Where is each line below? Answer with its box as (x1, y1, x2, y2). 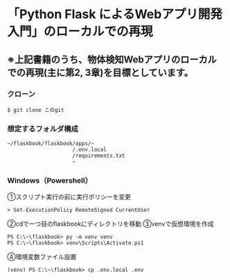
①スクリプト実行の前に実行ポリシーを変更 (7, 192, 132, 201)
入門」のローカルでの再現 (7, 24, 154, 40)
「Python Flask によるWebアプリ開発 (7, 6, 223, 22)
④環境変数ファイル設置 (7, 253, 77, 261)
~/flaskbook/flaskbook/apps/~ (7, 140, 95, 147)
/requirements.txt (72, 152, 126, 160)
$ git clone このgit (7, 106, 64, 113)
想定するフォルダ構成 (7, 124, 78, 133)
